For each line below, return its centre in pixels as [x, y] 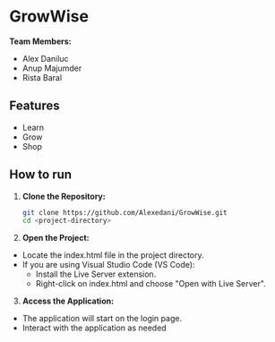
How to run [41, 175]
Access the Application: [68, 301]
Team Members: [40, 41]
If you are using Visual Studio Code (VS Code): [108, 265]
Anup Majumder [52, 68]
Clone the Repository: [64, 196]
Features [34, 106]
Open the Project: [56, 238]
